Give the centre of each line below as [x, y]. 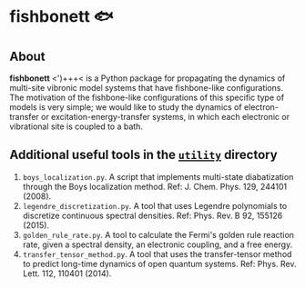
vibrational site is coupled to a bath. [76, 126]
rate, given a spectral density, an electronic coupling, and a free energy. [158, 244]
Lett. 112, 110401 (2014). [67, 273]
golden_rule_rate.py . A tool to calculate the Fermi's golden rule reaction [158, 234]
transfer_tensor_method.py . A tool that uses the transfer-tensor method [157, 253]
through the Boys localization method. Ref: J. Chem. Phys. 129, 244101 [155, 186]
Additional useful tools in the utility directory [143, 155]
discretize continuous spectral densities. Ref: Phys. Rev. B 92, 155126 [152, 215]
